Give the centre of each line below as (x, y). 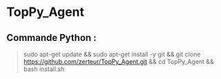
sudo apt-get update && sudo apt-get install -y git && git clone (112, 54)
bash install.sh (44, 69)
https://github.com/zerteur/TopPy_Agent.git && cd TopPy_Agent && (119, 62)
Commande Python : (52, 38)
